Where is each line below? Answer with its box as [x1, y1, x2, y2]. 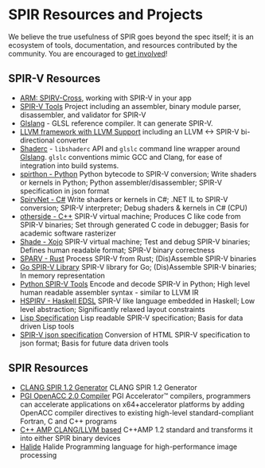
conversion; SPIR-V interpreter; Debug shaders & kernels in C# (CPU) [19, 203, 248, 213]
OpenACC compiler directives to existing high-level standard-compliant [19, 408, 255, 417]
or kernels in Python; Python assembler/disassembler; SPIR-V [19, 177, 223, 187]
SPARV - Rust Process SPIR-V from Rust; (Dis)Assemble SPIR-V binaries [19, 253, 257, 263]
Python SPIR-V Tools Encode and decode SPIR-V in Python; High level [19, 279, 251, 288]
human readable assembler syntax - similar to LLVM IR [19, 287, 199, 297]
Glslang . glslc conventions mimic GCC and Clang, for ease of [19, 152, 223, 162]
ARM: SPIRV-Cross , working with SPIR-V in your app [19, 93, 193, 103]
